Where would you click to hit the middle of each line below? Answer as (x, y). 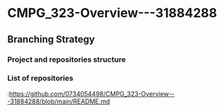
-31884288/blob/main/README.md (59, 101)
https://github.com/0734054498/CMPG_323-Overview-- (92, 94)
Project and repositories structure (67, 60)
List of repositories (41, 78)
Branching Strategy (51, 39)
